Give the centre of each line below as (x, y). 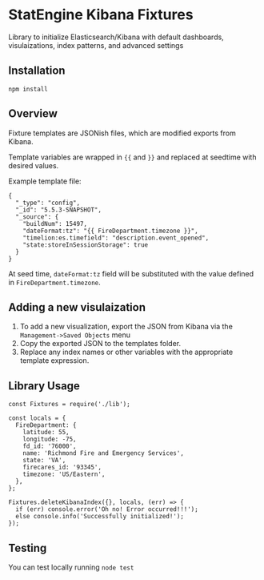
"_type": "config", (48, 203)
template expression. (54, 360)
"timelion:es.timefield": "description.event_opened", (116, 238)
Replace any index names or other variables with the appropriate (126, 352)
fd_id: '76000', (50, 446)
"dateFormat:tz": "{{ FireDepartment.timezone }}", (110, 231)
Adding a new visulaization (77, 307)
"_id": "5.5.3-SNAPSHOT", (59, 210)
